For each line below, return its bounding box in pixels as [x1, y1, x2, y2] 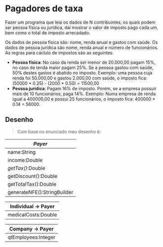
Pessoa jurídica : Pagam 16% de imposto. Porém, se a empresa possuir [12, 85, 157, 91]
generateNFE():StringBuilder [7, 188, 73, 195]
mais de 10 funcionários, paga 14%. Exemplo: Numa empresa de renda [12, 91, 156, 97]
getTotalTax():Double [7, 180, 57, 187]
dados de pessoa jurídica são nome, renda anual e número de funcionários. [5, 44, 159, 50]
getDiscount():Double [7, 173, 58, 179]
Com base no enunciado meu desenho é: [17, 129, 101, 135]
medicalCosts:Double [7, 211, 58, 218]
